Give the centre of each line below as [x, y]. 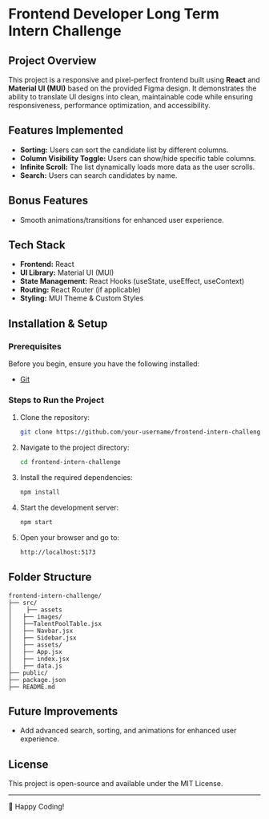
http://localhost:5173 [58, 552]
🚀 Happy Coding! [36, 807]
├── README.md [32, 687]
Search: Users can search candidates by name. [98, 175]
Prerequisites [35, 346]
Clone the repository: [55, 418]
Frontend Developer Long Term [114, 14]
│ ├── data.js [35, 666]
